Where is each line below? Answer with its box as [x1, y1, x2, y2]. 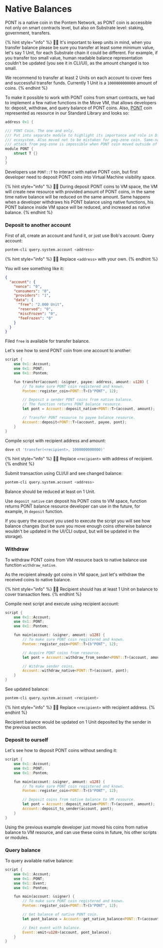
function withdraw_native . [5, 562, 57, 568]
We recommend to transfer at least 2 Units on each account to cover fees [5, 75, 152, 80]
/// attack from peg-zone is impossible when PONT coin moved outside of [5, 142, 158, 147]
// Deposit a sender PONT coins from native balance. [22, 397, 133, 402]
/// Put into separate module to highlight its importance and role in [5, 133, 153, 138]
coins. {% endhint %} [5, 85, 48, 91]
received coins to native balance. [5, 576, 71, 582]
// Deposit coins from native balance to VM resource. [22, 797, 136, 802]
